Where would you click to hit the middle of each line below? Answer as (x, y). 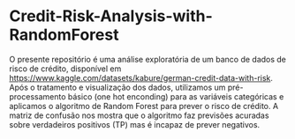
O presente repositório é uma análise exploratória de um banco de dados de (148, 59)
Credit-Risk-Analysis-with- (111, 16)
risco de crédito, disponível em (65, 69)
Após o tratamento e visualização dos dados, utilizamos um (117, 87)
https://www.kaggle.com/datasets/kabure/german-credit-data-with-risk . (141, 77)
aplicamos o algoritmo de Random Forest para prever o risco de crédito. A (144, 106)
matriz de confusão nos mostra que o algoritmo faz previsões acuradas (139, 115)
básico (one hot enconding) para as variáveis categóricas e (176, 96)
